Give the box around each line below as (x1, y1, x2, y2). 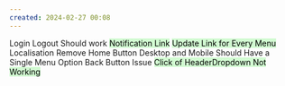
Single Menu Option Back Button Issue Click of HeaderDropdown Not (9, 56, 267, 67)
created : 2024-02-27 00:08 (9, 13, 111, 22)
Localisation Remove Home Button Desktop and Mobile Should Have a (9, 47, 271, 58)
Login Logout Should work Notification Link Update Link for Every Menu (9, 38, 277, 48)
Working (9, 66, 41, 77)
